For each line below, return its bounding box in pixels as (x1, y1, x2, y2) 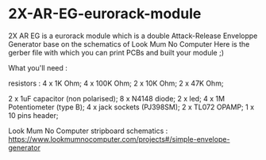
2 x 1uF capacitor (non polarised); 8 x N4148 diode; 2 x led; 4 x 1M (8, 93, 225, 103)
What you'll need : (8, 63, 67, 72)
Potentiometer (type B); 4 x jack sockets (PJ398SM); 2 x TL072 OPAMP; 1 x (8, 102, 255, 112)
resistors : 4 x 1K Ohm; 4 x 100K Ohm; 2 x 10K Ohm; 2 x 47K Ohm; (8, 78, 224, 88)
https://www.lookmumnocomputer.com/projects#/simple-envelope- (8, 134, 230, 143)
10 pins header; (8, 110, 59, 120)
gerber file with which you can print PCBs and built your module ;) (8, 48, 225, 57)
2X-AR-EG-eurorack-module (8, 5, 202, 23)
